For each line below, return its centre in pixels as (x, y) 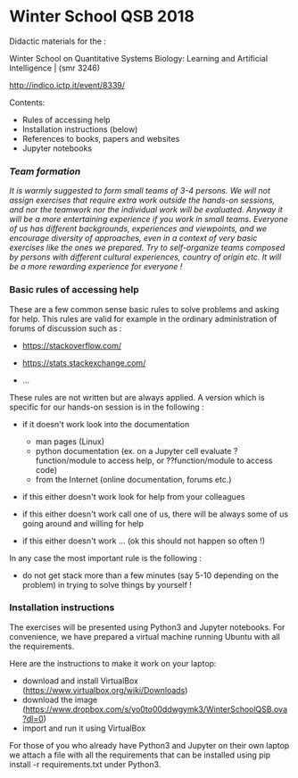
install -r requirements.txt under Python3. (85, 764)
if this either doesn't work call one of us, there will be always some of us (155, 514)
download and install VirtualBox (80, 681)
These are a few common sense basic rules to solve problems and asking (144, 309)
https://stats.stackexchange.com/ (84, 362)
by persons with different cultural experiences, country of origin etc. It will (145, 257)
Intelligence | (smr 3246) (55, 68)
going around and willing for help (83, 523)
